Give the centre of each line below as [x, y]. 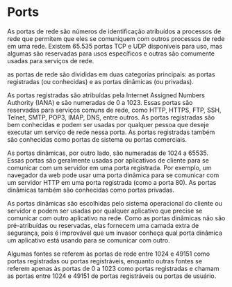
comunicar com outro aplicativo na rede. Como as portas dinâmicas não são [116, 218]
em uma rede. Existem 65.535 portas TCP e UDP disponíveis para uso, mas [115, 46]
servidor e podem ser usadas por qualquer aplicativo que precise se [105, 211]
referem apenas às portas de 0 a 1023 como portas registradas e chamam [113, 268]
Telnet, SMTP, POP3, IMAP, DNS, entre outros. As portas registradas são [111, 117]
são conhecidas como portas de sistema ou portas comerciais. [97, 139]
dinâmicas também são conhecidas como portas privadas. [91, 190]
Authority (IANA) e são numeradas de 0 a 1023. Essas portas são [100, 102]
